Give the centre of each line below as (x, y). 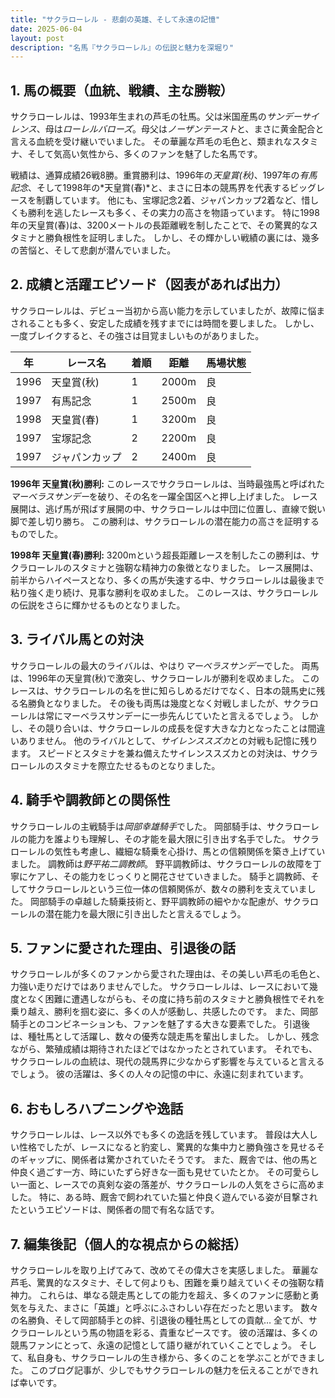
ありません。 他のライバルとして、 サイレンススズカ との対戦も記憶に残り (168, 740)
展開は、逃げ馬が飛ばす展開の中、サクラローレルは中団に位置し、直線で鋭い (168, 508)
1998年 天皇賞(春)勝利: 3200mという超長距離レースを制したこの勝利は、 (161, 555)
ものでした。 (36, 533)
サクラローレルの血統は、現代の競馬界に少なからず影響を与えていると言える (167, 1062)
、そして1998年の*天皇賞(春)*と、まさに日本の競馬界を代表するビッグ (172, 188)
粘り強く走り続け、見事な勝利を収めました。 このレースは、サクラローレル (164, 592)
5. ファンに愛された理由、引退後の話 (123, 947)
